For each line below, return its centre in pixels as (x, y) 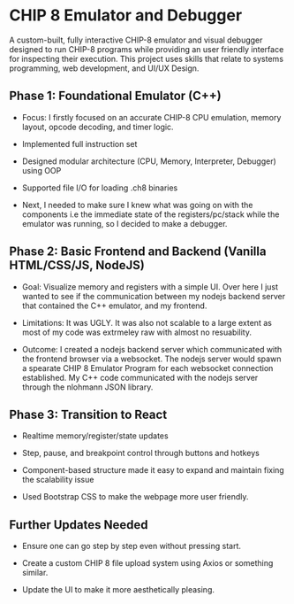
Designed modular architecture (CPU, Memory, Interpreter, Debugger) (149, 161)
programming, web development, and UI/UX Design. (104, 68)
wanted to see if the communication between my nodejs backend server (154, 296)
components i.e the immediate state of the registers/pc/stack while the (151, 214)
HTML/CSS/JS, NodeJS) (77, 265)
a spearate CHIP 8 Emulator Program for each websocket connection (147, 368)
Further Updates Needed (79, 525)
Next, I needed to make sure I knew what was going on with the (137, 205)
